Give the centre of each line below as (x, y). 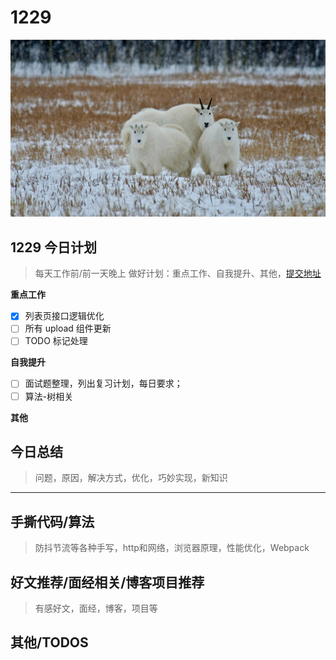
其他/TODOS (49, 642)
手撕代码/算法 (52, 521)
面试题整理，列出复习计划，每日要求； (103, 383)
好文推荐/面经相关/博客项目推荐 (107, 582)
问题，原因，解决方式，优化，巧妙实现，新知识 (131, 478)
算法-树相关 (49, 396)
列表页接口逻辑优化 (64, 316)
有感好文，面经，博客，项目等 (96, 608)
